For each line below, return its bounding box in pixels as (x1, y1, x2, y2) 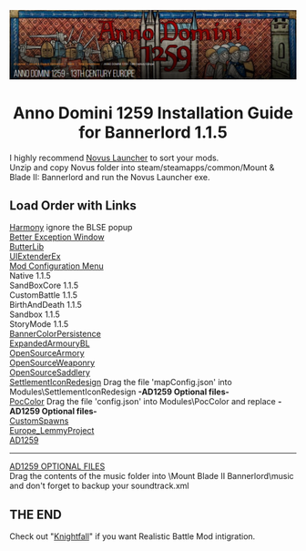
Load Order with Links (9, 198, 137, 213)
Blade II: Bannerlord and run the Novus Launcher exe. (9, 171, 210, 182)
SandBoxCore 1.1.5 (9, 280, 79, 291)
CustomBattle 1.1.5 (9, 290, 78, 301)
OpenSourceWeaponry (9, 357, 96, 369)
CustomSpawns (9, 415, 69, 426)
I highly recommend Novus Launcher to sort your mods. (9, 152, 219, 163)
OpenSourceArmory (9, 348, 85, 359)
